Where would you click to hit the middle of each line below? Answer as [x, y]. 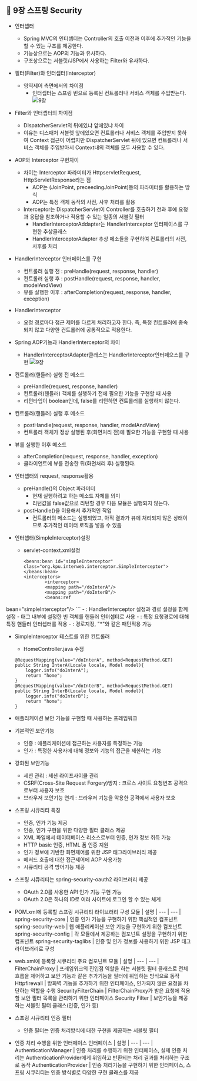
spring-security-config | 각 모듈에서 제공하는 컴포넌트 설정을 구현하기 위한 [101, 934]
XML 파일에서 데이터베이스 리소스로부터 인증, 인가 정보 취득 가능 [97, 837]
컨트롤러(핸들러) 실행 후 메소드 [50, 413]
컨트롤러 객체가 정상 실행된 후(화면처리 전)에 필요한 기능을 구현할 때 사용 [106, 432]
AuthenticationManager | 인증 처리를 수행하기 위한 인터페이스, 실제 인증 [98, 1050]
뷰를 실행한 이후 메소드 [41, 444]
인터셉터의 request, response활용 [54, 475]
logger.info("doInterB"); [57, 696]
